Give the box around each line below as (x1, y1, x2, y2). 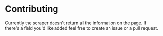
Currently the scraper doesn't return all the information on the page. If (5, 20, 147, 26)
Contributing (5, 3, 58, 15)
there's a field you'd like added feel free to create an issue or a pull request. (5, 25, 158, 31)
